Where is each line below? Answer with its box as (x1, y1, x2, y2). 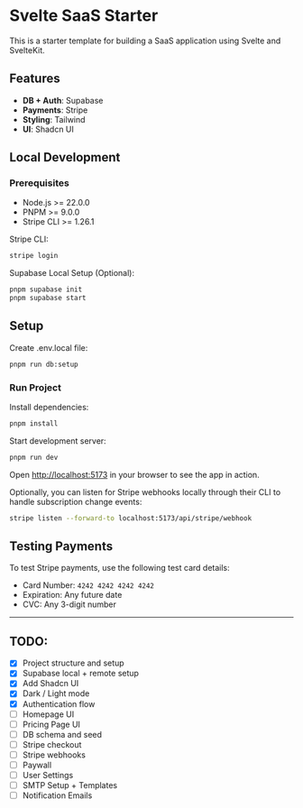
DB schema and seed (22, 729, 102, 739)
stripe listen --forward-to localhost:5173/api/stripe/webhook (9, 513, 252, 523)
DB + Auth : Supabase (22, 95, 104, 106)
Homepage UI (22, 709, 75, 720)
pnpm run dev (9, 453, 59, 462)
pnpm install (9, 419, 59, 428)
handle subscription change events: (9, 496, 142, 507)
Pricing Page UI (22, 719, 81, 730)
